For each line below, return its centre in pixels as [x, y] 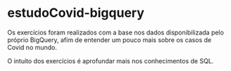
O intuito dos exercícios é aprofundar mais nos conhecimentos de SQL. [111, 60]
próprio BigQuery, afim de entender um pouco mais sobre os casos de [110, 39]
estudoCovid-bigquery [76, 13]
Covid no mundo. [32, 47]
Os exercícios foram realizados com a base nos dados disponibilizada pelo [115, 32]
